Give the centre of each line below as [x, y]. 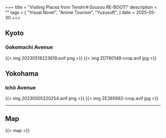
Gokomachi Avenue [29, 47]
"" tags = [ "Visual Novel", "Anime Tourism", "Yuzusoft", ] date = [70, 12]
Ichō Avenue [21, 88]
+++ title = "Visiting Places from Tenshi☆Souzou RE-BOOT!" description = [81, 7]
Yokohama [22, 74]
